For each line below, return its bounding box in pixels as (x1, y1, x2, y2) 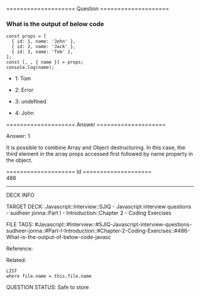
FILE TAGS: (6, 221, 34, 228)
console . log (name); (6, 65, 55, 71)
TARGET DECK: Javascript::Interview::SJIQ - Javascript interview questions (6, 203, 192, 210)
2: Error (14, 86, 34, 94)
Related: (6, 257, 27, 264)
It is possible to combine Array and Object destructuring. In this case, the (6, 144, 186, 151)
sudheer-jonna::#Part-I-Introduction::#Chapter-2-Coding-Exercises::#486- (6, 227, 190, 234)
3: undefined (14, 98, 46, 105)
